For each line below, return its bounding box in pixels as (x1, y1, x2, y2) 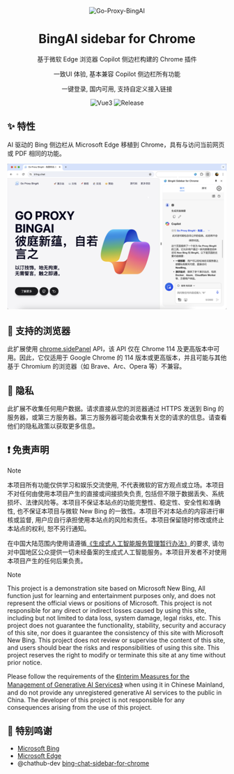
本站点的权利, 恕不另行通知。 (7, 524, 91, 533)
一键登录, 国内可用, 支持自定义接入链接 (61, 84, 173, 93)
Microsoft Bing (17, 744, 60, 752)
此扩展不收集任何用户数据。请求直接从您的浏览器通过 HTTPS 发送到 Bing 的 (7, 405, 224, 413)
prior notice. (7, 658, 42, 667)
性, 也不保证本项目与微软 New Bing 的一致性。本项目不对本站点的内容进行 (7, 507, 219, 515)
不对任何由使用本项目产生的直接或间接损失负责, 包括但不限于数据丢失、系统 (7, 489, 224, 498)
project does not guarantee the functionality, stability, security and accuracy (7, 621, 226, 630)
